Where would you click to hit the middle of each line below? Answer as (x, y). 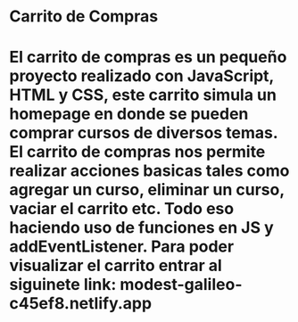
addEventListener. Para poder (122, 247)
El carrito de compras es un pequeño (148, 58)
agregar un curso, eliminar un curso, (147, 190)
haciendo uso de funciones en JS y (141, 228)
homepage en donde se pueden (129, 114)
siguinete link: (63, 285)
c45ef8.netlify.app (81, 304)
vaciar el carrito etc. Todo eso (122, 209)
